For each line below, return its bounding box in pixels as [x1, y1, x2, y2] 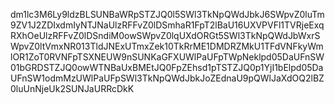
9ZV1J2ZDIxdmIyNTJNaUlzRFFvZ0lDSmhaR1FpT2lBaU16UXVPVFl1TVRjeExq [10, 19, 325, 31]
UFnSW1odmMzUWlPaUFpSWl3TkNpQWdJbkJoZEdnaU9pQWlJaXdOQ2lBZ [10, 72, 325, 84]
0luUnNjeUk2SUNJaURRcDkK [10, 83, 135, 94]
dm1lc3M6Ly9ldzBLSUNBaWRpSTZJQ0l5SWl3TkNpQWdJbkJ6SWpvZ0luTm [10, 9, 325, 20]
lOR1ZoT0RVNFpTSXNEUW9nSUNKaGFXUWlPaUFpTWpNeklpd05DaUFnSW [10, 51, 325, 63]
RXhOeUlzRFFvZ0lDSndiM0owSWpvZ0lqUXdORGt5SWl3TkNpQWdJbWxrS [10, 30, 321, 41]
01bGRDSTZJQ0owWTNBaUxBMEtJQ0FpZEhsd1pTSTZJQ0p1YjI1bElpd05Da [10, 62, 324, 73]
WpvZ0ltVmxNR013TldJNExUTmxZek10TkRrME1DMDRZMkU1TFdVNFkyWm [10, 40, 324, 52]
